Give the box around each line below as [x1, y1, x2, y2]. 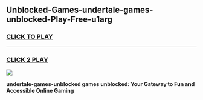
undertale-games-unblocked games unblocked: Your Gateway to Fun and [6, 80, 195, 87]
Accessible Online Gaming [6, 87, 74, 94]
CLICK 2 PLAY [6, 55, 48, 64]
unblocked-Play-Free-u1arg [6, 15, 113, 25]
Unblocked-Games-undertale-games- [6, 5, 153, 15]
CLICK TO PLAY [6, 33, 53, 41]
